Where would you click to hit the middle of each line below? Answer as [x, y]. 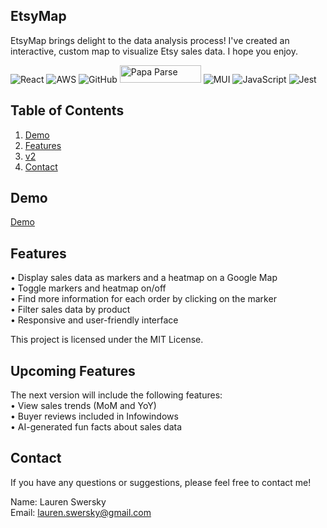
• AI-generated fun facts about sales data [96, 427]
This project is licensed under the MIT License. [107, 340]
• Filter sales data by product [70, 310]
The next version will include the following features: [116, 395]
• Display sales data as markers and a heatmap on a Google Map [144, 278]
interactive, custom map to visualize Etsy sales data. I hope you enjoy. [154, 51]
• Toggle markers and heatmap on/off [88, 288]
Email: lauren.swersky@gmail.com [81, 512]
